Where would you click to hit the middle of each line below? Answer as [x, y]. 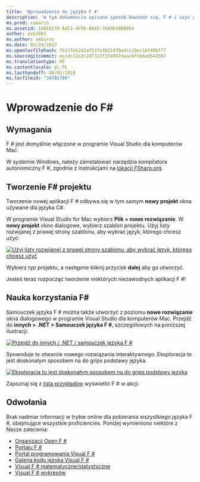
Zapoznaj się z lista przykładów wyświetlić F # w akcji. [73, 383]
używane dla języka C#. [35, 207]
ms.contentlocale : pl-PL [37, 67]
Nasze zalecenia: [27, 429]
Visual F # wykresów [40, 472]
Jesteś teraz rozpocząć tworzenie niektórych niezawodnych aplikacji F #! [96, 279]
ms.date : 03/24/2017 [32, 45]
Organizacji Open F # [41, 441]
